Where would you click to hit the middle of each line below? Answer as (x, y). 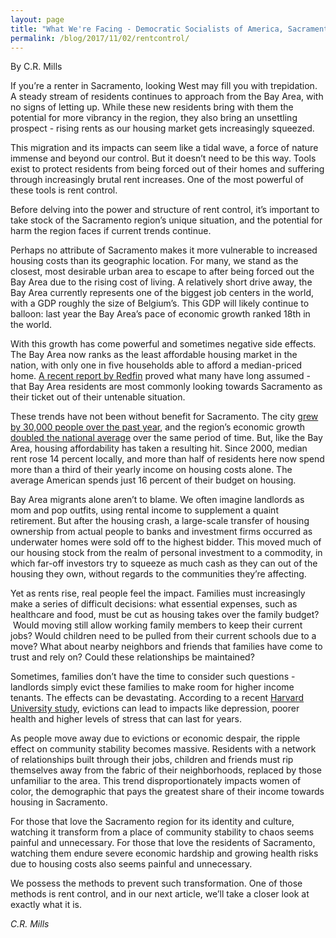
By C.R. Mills (36, 67)
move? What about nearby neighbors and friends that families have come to (166, 647)
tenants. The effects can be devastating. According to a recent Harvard (157, 698)
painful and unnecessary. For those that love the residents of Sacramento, (163, 843)
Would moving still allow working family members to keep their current (157, 625)
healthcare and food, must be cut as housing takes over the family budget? (165, 615)
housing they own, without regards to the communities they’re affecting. (158, 574)
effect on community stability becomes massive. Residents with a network (163, 749)
